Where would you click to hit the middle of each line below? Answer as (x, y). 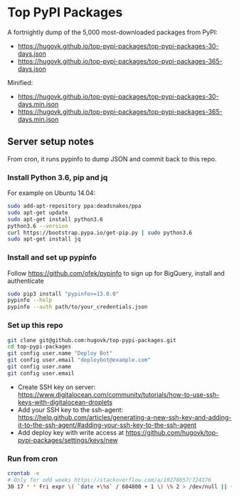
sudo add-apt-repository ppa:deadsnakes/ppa (74, 206)
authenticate (26, 281)
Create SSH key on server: (57, 387)
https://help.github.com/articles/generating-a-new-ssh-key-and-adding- (124, 417)
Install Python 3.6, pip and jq (58, 177)
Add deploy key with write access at (71, 432)
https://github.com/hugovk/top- (172, 432)
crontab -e (23, 473)
